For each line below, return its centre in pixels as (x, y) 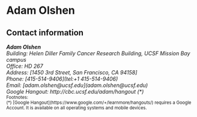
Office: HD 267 (25, 66)
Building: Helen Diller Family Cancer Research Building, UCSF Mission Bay (98, 53)
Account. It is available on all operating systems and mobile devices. (77, 108)
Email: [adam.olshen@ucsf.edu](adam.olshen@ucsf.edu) (77, 85)
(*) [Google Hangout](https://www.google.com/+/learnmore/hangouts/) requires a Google (99, 103)
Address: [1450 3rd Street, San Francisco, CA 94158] (72, 72)
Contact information (45, 33)
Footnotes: (17, 97)
